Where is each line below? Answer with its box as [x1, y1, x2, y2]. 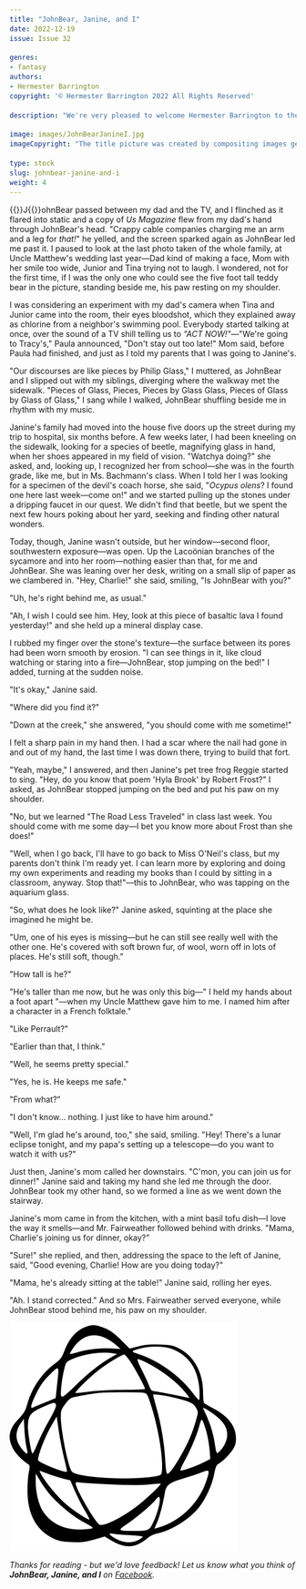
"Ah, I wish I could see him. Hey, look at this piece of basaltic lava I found [9, 610, 284, 621]
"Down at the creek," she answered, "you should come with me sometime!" [9, 719, 292, 730]
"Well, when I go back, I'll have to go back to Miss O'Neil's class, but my [9, 848, 280, 859]
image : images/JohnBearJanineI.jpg [9, 130, 145, 139]
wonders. [9, 518, 46, 529]
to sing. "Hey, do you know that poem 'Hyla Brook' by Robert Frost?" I [9, 774, 271, 785]
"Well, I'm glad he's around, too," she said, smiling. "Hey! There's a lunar [9, 1129, 281, 1140]
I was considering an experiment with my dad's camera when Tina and [9, 299, 275, 310]
